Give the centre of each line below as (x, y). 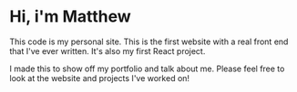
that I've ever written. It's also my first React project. (108, 51)
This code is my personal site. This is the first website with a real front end (149, 41)
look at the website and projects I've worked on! (99, 78)
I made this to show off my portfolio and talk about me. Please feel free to (147, 69)
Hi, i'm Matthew (71, 17)
